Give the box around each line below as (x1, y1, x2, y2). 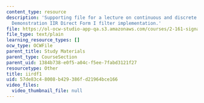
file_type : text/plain (6, 32, 64, 38)
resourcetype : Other (6, 65, 59, 71)
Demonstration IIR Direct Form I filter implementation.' (12, 20, 162, 26)
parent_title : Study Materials (6, 48, 86, 55)
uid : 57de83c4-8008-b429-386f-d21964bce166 (6, 76, 118, 82)
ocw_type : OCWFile (6, 43, 53, 49)
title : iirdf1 (6, 71, 42, 77)
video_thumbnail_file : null (12, 88, 83, 94)
